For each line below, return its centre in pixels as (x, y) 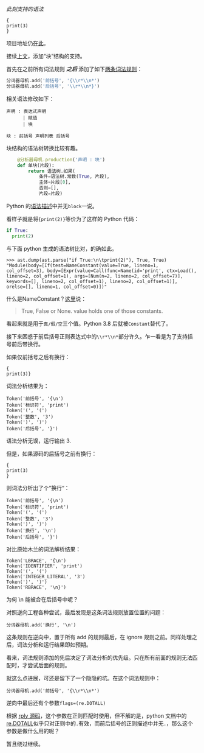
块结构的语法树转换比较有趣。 (43, 148)
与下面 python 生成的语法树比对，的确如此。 (62, 248)
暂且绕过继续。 (25, 744)
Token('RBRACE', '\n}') (36, 587)
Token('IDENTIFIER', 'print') (45, 566)
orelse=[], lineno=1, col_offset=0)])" (57, 287)
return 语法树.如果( (52, 171)
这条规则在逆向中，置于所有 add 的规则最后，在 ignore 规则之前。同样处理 (99, 637)
